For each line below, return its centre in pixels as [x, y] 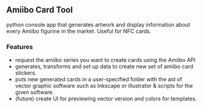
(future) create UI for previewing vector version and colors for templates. [106, 99]
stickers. [26, 73]
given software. [35, 92]
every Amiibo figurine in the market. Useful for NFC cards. [79, 31]
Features [20, 47]
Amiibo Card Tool [40, 10]
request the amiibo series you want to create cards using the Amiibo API [105, 60]
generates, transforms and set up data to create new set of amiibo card [104, 67]
